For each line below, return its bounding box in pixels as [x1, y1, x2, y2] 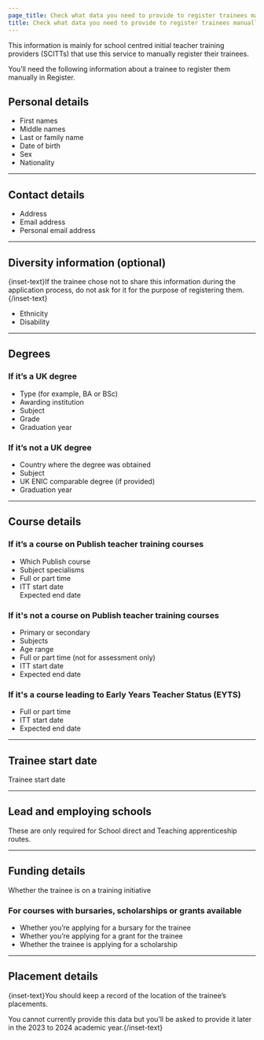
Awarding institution [19, 397, 85, 406]
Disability [19, 316, 50, 327]
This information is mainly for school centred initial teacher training [8, 40, 225, 50]
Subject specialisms [19, 564, 85, 575]
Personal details [8, 95, 89, 109]
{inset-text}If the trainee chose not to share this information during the [8, 276, 236, 286]
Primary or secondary [19, 627, 90, 637]
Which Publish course [19, 557, 91, 566]
